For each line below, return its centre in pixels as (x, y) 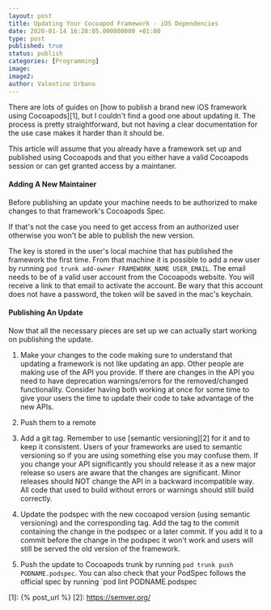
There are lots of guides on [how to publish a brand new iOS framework (128, 107)
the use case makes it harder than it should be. (87, 133)
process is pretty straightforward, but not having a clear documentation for (133, 124)
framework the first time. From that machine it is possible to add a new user (134, 260)
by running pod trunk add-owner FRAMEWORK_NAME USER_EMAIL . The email (127, 268)
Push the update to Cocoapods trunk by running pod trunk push (127, 564)
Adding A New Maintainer (53, 184)
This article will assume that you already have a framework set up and (125, 148)
